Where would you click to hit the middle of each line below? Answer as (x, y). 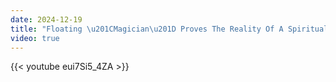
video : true (35, 38)
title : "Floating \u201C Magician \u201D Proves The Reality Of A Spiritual (169, 29)
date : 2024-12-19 (46, 19)
